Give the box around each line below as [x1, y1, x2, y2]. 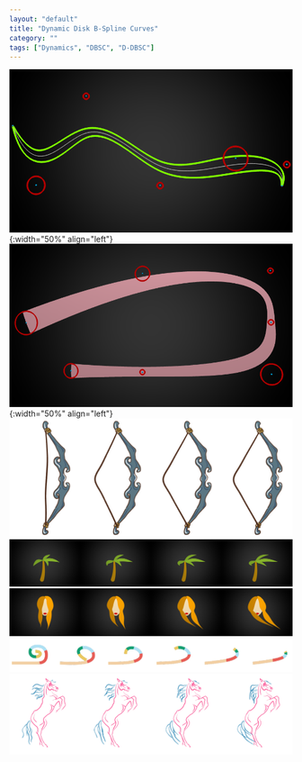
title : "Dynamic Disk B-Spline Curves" [9, 23, 159, 33]
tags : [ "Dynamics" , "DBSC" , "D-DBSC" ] [9, 43, 155, 52]
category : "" [9, 33, 58, 42]
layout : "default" [9, 14, 78, 23]
